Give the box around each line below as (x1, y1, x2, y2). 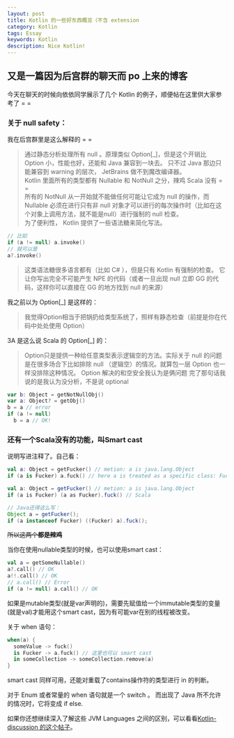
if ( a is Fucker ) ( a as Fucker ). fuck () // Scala (7, 492, 151, 499)
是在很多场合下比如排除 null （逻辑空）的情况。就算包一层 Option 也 (24, 360, 219, 368)
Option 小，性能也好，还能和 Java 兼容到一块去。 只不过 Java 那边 (24, 158, 216, 168)
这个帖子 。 (45, 723, 77, 732)
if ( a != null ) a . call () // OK (7, 585, 98, 592)
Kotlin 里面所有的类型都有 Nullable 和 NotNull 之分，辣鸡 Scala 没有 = (24, 176, 223, 185)
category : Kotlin (7, 23, 58, 30)
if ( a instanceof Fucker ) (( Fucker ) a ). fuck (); (7, 517, 148, 524)
